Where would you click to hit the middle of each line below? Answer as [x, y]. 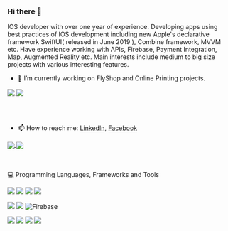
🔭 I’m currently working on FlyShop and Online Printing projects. [112, 78]
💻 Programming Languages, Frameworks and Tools [83, 174]
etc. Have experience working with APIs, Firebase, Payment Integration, [112, 50]
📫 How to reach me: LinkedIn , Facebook [77, 128]
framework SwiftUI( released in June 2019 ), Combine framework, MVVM [114, 42]
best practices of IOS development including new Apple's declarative [108, 34]
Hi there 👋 [25, 11]
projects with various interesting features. [68, 65]
